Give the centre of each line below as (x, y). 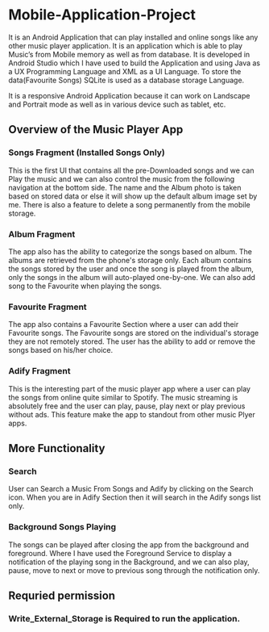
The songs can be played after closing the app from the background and (129, 544)
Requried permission (62, 595)
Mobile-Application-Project (102, 15)
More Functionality (57, 448)
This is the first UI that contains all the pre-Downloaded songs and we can (131, 170)
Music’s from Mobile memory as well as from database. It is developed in (129, 54)
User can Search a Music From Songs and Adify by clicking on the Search (131, 489)
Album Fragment (42, 234)
